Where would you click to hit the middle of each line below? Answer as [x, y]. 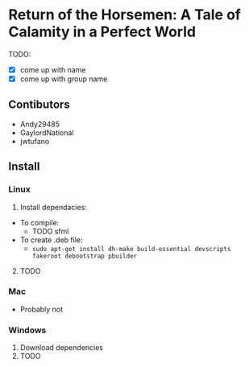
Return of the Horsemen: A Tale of [125, 15]
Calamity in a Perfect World [102, 32]
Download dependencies [61, 348]
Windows [27, 330]
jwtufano [35, 141]
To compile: [39, 222]
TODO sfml [50, 231]
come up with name [53, 69]
